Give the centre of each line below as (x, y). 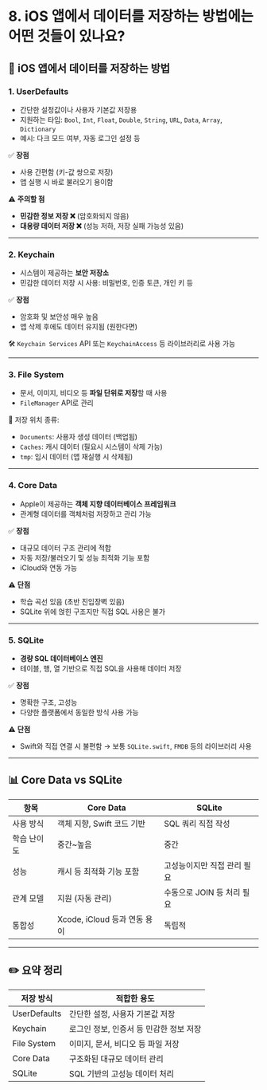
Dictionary (38, 129)
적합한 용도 (135, 998)
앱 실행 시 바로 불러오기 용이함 (66, 182)
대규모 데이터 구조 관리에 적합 (65, 548)
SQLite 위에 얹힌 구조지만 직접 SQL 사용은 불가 (92, 612)
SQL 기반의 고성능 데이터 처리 (122, 1073)
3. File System (36, 375)
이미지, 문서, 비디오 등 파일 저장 (124, 1044)
